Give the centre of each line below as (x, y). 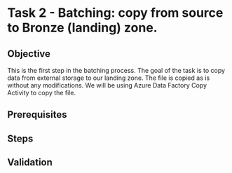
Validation (30, 162)
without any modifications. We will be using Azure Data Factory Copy (107, 85)
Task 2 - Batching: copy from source (115, 13)
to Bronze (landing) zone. (82, 28)
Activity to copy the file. (41, 93)
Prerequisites (37, 115)
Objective (29, 54)
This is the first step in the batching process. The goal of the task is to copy (116, 70)
